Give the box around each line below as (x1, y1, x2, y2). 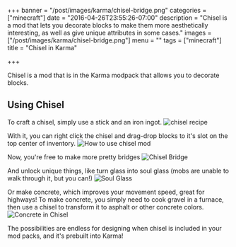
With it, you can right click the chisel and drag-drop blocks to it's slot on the (7, 131, 228, 140)
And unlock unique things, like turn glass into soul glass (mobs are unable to (7, 166, 230, 175)
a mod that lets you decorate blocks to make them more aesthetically (7, 21, 208, 29)
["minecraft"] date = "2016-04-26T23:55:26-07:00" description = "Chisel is (7, 13, 228, 22)
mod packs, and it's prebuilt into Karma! (7, 231, 124, 240)
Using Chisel (7, 99, 65, 111)
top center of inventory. (7, 139, 76, 147)
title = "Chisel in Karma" (7, 44, 78, 52)
